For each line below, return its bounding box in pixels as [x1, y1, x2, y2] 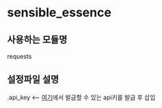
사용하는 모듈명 [7, 33, 68, 45]
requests [7, 53, 32, 60]
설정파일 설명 [7, 74, 59, 85]
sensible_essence [7, 5, 111, 21]
